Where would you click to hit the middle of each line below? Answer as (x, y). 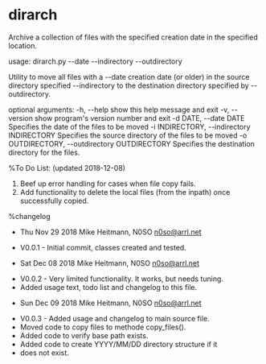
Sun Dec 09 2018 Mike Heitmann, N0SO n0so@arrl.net (110, 303)
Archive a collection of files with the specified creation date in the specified (133, 37)
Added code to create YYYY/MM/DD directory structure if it (119, 344)
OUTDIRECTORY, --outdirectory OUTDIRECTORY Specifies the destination (132, 143)
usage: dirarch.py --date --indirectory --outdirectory (95, 61)
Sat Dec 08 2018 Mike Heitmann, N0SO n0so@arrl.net (109, 263)
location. (23, 45)
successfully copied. (54, 201)
